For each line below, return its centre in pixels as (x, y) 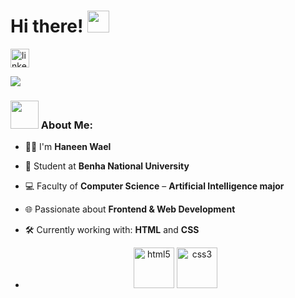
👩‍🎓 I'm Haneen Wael (68, 147)
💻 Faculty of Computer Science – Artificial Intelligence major (154, 186)
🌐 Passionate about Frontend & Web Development (130, 209)
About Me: (66, 125)
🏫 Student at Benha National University (107, 166)
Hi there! (47, 26)
